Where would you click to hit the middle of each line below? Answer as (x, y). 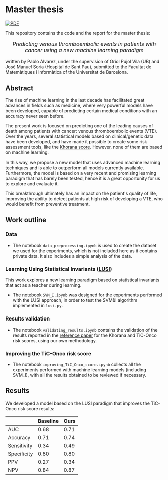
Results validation (28, 319)
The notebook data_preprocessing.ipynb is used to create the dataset (85, 246)
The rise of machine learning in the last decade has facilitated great (75, 100)
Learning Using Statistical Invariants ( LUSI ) (59, 269)
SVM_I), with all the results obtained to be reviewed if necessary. (79, 375)
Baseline (48, 421)
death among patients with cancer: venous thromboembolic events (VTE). (81, 131)
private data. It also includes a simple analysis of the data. (72, 256)
